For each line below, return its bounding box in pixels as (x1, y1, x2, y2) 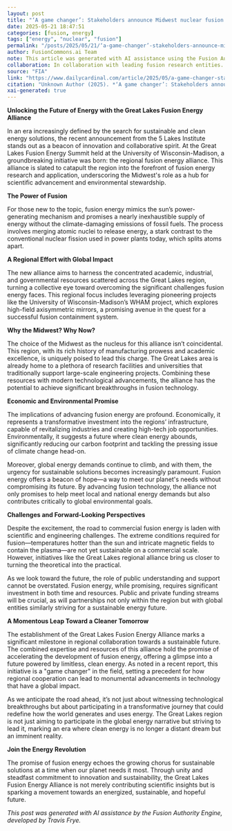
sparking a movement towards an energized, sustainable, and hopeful (7, 788, 206, 796)
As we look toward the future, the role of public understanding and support (7, 575, 220, 583)
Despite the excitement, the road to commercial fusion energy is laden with (7, 524, 221, 532)
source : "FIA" (7, 68, 48, 75)
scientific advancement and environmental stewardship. (7, 178, 167, 187)
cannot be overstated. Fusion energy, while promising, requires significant (7, 581, 218, 590)
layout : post (7, 10, 45, 17)
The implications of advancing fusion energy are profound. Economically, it (7, 411, 221, 419)
